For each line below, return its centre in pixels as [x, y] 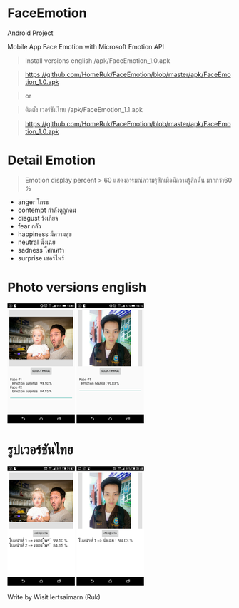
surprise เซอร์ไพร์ [41, 258]
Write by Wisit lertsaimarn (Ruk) [54, 597]
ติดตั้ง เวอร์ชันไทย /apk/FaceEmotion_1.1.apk [83, 109]
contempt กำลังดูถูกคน [47, 210]
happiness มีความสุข [45, 234]
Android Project [30, 33]
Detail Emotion [52, 160]
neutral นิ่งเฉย [36, 242]
